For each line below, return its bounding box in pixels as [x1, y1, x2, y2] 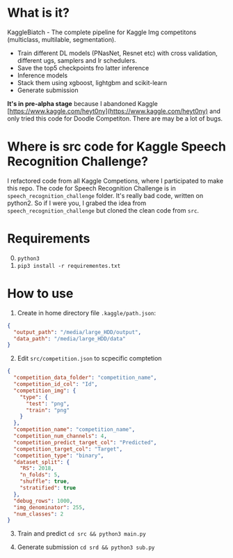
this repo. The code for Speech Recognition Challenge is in [7, 183, 176, 193]
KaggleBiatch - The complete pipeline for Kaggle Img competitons [7, 28, 197, 36]
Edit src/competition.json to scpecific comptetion [17, 354, 162, 363]
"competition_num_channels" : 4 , [13, 432, 108, 439]
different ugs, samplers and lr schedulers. [17, 56, 137, 64]
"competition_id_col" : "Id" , [13, 381, 98, 388]
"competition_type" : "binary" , [13, 452, 104, 459]
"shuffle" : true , [19, 478, 70, 485]
